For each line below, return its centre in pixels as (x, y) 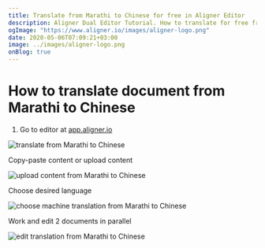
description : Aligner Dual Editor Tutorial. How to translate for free (128, 23)
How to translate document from (117, 91)
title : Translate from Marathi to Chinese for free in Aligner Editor (127, 15)
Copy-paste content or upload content (71, 160)
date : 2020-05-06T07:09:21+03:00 (63, 37)
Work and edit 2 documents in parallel (70, 220)
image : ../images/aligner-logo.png (67, 45)
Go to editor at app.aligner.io (66, 129)
